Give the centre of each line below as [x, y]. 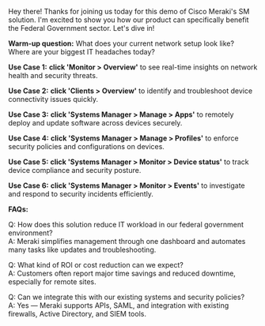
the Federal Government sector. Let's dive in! [81, 28]
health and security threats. [53, 75]
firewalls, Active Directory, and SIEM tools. [77, 314]
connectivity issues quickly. [53, 99]
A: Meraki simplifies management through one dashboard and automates [127, 241]
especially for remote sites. [52, 282]
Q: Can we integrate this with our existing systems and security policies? [127, 297]
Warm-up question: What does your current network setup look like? [121, 43]
